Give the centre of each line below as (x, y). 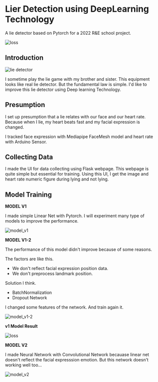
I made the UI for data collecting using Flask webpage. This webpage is (77, 169)
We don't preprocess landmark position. (52, 274)
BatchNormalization (32, 292)
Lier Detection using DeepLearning (77, 9)
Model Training (29, 194)
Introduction (24, 58)
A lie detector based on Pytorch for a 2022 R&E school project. (68, 33)
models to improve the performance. (42, 221)
